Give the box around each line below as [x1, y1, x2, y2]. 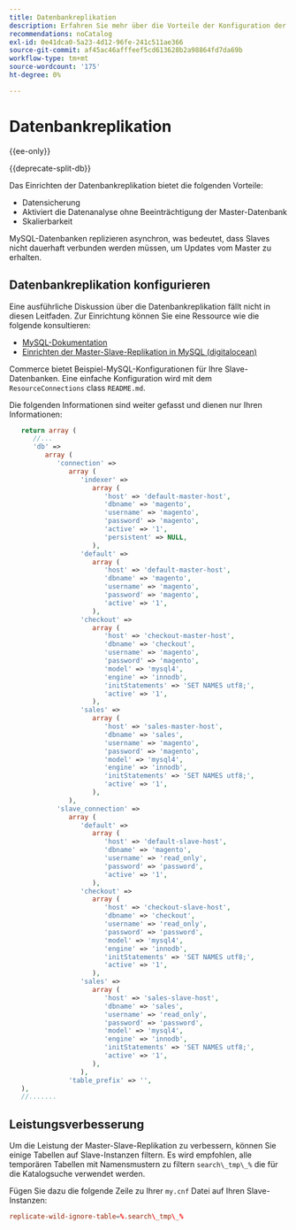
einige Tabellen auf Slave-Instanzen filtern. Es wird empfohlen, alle [9, 1149, 252, 1160]
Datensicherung [21, 196, 81, 208]
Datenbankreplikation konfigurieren [9, 278, 210, 293]
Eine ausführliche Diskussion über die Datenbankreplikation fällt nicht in [9, 301, 271, 311]
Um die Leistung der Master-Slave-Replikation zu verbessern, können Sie [9, 1141, 277, 1151]
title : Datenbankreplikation [9, 12, 117, 22]
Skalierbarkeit [21, 216, 73, 227]
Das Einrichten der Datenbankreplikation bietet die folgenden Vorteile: [9, 180, 263, 190]
